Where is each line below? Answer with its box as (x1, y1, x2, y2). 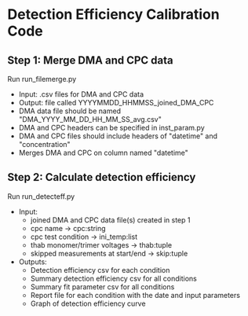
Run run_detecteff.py (7, 191, 75, 201)
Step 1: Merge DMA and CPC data (7, 53, 173, 67)
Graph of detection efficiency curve (30, 299, 146, 308)
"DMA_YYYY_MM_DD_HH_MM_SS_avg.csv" (18, 115, 162, 123)
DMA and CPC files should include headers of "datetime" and (18, 131, 217, 141)
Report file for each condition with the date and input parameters (30, 290, 241, 299)
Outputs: (18, 257, 48, 266)
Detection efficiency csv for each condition (30, 265, 170, 274)
